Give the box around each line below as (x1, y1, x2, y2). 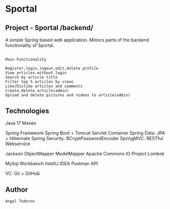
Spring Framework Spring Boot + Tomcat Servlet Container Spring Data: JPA (5, 130, 165, 136)
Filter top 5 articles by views (5, 80, 74, 85)
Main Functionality (5, 57, 47, 62)
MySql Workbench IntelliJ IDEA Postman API (5, 161, 98, 167)
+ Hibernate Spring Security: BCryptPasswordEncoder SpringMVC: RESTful (5, 136, 163, 142)
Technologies (5, 107, 50, 115)
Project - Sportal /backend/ (5, 23, 93, 32)
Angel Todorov (5, 199, 36, 204)
